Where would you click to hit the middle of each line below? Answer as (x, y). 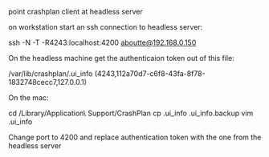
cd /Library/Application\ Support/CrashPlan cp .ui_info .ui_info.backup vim (131, 113)
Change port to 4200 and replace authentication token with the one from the (135, 137)
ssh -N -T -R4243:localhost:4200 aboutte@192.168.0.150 (102, 42)
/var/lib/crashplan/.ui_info (51, 74)
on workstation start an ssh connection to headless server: (106, 27)
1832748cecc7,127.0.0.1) (47, 82)
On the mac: (29, 98)
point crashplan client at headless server (75, 12)
